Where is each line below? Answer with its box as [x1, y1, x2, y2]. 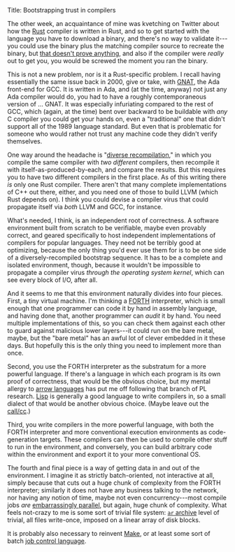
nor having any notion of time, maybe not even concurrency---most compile [7, 493, 227, 502]
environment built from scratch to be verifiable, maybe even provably [7, 224, 206, 232]
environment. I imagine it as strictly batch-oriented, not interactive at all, [7, 472, 215, 479]
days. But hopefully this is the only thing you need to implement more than [7, 341, 222, 349]
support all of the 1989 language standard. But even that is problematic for [7, 122, 222, 130]
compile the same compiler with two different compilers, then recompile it [7, 158, 220, 167]
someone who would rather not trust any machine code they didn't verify [7, 129, 218, 138]
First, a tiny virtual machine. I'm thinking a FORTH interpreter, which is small [7, 297, 226, 305]
